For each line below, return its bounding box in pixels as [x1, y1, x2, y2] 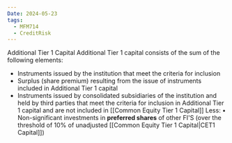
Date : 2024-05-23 [7, 10, 58, 17]
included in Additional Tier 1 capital [17, 84, 118, 92]
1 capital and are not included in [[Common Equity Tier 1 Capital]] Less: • [17, 106, 226, 115]
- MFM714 [13, 23, 39, 30]
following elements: [7, 56, 64, 65]
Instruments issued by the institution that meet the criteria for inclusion [17, 69, 221, 78]
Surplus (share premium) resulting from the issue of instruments [17, 77, 202, 85]
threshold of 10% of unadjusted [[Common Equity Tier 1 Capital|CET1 [17, 121, 215, 129]
